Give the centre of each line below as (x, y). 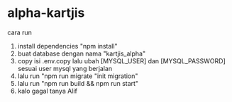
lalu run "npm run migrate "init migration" (78, 76)
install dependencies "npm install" (68, 46)
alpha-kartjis (46, 13)
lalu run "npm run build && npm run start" (78, 83)
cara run (20, 32)
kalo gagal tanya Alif (48, 91)
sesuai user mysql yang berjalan (65, 68)
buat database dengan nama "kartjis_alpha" (82, 53)
